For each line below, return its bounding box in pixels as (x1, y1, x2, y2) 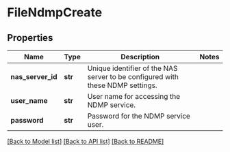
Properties (7, 32, 53, 44)
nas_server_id (10, 72, 57, 81)
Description (120, 52, 159, 61)
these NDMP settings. (87, 80, 157, 90)
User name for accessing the (87, 92, 181, 101)
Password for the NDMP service (87, 111, 190, 121)
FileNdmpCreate (7, 5, 103, 20)
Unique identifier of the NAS (87, 63, 178, 73)
